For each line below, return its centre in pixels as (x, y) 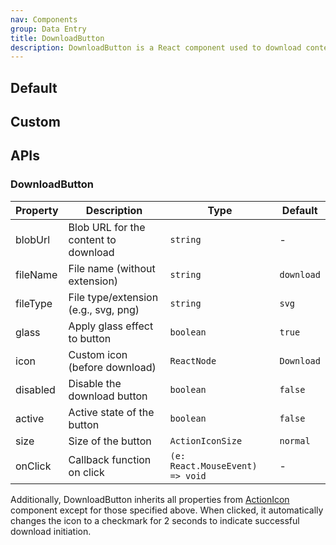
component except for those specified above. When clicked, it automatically (167, 510)
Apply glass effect (111, 326)
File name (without (112, 268)
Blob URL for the (107, 227)
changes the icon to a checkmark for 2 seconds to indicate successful (155, 520)
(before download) (112, 367)
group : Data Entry (48, 29)
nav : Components (44, 19)
